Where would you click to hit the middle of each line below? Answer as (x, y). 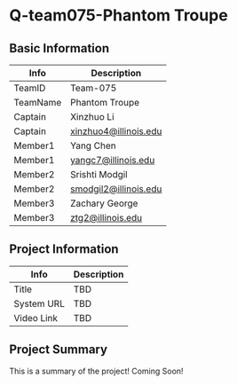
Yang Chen (93, 145)
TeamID (30, 88)
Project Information (64, 249)
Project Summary (59, 350)
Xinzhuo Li (92, 117)
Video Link (36, 318)
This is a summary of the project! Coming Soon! (96, 371)
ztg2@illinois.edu (106, 218)
